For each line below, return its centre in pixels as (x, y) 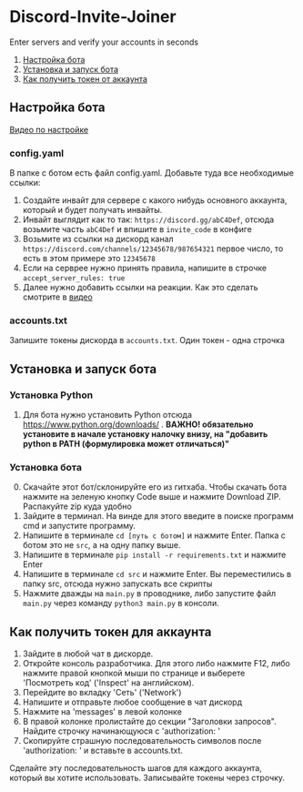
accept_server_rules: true (74, 279)
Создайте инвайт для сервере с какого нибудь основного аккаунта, (155, 200)
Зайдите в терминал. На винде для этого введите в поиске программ (158, 516)
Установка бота (45, 467)
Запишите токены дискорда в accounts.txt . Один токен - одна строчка (147, 340)
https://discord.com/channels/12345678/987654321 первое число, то (153, 249)
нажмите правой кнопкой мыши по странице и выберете (134, 673)
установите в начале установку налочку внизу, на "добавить (145, 434)
